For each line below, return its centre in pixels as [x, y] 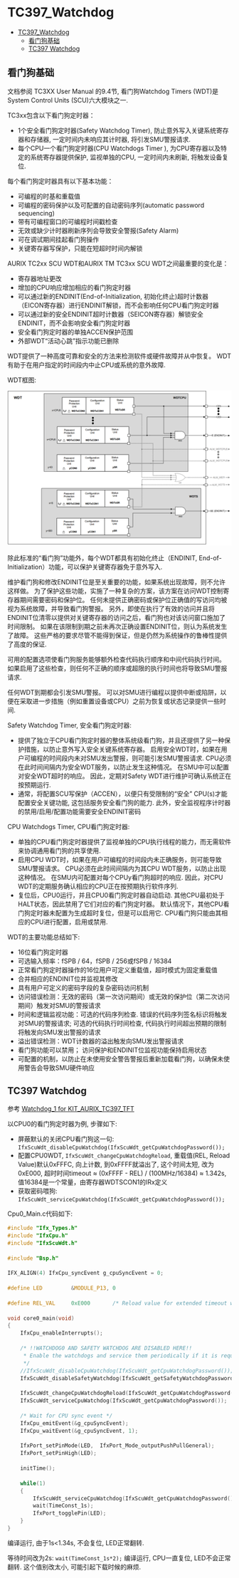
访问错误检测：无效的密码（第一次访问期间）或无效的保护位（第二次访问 [123, 996]
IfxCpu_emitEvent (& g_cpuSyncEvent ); [75, 1423]
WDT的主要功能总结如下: [44, 937]
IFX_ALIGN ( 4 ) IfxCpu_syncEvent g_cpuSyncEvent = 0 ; [85, 1273]
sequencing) [36, 213]
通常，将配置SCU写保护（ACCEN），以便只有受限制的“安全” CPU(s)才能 [122, 794]
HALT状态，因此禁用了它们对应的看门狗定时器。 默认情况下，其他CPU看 [123, 904]
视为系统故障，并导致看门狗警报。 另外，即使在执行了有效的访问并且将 [111, 609]
